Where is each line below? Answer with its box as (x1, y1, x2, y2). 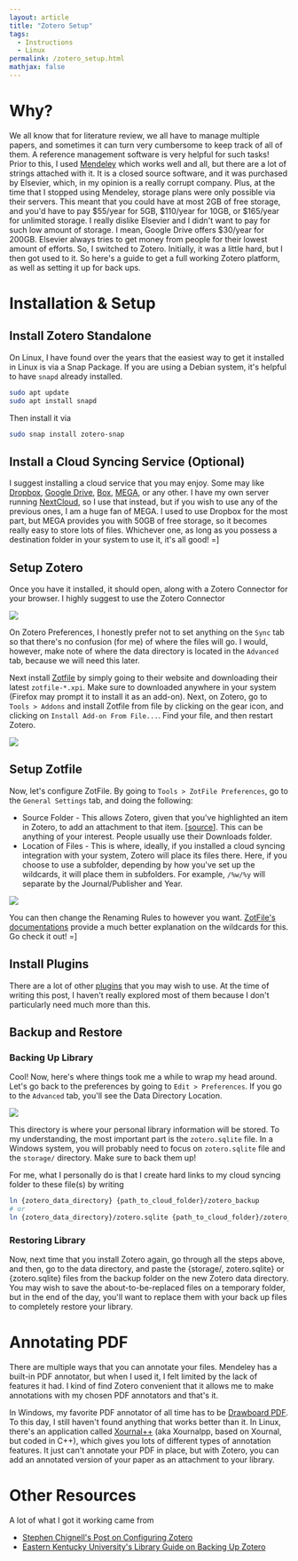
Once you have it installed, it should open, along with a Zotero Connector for (9, 583, 288, 595)
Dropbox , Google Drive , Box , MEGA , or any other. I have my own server (9, 487, 270, 498)
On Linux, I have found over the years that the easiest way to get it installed (9, 352, 285, 362)
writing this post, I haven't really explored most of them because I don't (9, 989, 270, 1000)
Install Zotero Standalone (9, 329, 153, 344)
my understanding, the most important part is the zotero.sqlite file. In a (9, 1134, 273, 1145)
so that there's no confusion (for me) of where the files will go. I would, (9, 637, 269, 647)
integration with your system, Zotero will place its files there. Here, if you (21, 850, 287, 860)
